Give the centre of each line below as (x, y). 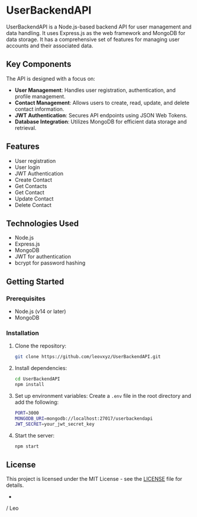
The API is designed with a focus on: (51, 78)
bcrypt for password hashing (50, 263)
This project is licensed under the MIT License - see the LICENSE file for (94, 479)
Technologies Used (42, 223)
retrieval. (25, 127)
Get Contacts (31, 186)
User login (27, 167)
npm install (29, 385)
